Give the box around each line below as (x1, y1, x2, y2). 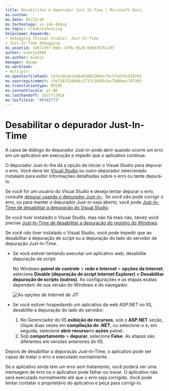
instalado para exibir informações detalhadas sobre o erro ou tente (5, 173, 145, 179)
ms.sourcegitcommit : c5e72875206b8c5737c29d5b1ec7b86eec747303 (5, 78, 142, 83)
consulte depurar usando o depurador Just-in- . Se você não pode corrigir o (5, 194, 164, 200)
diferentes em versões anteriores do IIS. (20, 339, 104, 345)
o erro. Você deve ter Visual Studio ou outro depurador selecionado (5, 167, 147, 174)
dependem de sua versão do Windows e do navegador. (12, 282, 128, 288)
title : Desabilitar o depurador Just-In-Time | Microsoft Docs (5, 7, 142, 13)
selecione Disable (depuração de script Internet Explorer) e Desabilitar (12, 271, 164, 277)
